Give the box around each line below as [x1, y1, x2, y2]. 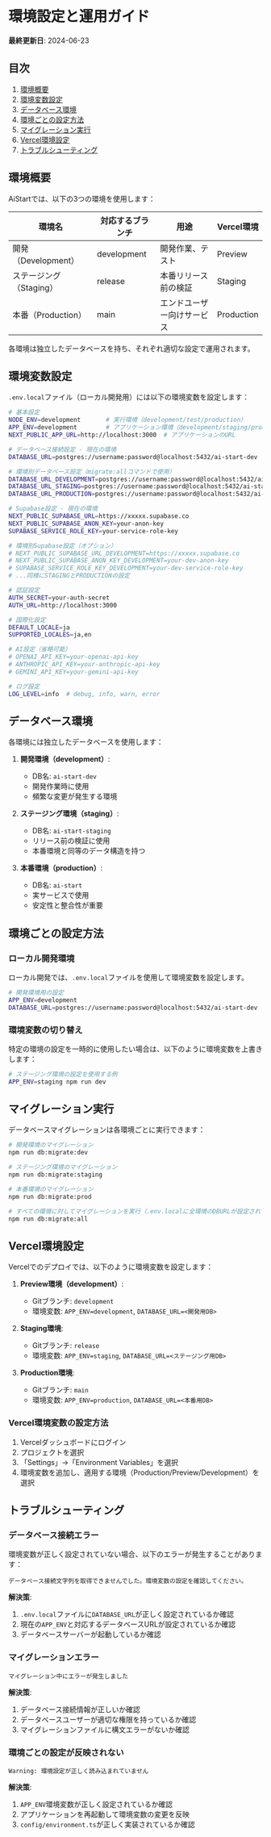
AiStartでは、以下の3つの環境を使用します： [8, 194, 156, 203]
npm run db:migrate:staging [8, 1171, 103, 1179]
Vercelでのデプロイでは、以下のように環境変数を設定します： [8, 1262, 214, 1271]
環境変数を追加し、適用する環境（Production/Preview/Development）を [19, 1468, 260, 1477]
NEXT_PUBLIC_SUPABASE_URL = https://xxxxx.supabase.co [8, 512, 190, 520]
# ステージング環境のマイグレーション [8, 1163, 118, 1171]
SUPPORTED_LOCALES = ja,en [8, 631, 92, 639]
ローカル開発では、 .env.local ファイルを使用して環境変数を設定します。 [8, 973, 248, 982]
